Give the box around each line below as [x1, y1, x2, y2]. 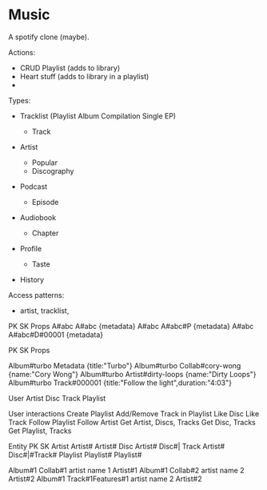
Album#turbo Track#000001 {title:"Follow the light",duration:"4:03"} [8, 378, 232, 388]
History [19, 275, 45, 284]
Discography [31, 166, 74, 175]
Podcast [19, 182, 48, 191]
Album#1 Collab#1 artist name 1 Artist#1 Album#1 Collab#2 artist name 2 [8, 465, 245, 475]
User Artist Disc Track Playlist [8, 393, 106, 403]
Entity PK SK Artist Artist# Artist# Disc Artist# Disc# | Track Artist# [8, 441, 225, 451]
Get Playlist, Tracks [8, 426, 72, 436]
